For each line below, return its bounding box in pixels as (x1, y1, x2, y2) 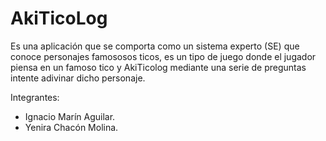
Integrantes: (10, 91, 60, 103)
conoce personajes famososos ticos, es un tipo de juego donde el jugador (10, 50, 317, 62)
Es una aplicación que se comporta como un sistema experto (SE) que (10, 40, 300, 52)
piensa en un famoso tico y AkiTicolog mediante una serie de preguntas (10, 61, 307, 73)
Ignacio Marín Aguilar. (24, 110, 116, 122)
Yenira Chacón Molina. (24, 121, 119, 133)
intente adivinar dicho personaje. (10, 72, 146, 84)
